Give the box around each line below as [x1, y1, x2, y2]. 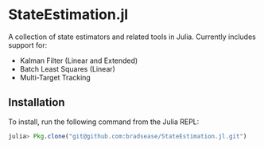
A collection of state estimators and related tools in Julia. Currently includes [8, 32, 256, 41]
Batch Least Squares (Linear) [19, 64, 115, 73]
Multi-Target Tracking [19, 72, 91, 82]
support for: [8, 40, 48, 49]
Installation [8, 95, 65, 109]
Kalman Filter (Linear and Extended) [19, 56, 138, 65]
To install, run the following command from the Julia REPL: [8, 117, 200, 127]
